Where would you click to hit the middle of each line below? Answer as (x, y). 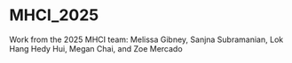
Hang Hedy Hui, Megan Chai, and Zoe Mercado (96, 48)
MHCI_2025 (54, 15)
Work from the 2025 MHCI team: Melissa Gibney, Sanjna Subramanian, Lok (146, 39)
